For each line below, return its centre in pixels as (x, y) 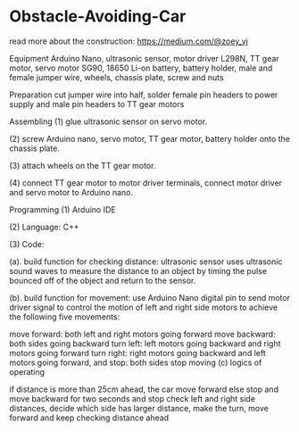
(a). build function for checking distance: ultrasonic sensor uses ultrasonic (146, 262)
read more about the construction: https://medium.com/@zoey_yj (129, 41)
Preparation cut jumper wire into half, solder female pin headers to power (144, 95)
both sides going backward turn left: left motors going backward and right (145, 343)
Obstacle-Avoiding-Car (98, 17)
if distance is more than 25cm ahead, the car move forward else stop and (144, 389)
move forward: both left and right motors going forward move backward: (142, 334)
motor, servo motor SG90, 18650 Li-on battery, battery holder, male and (141, 68)
